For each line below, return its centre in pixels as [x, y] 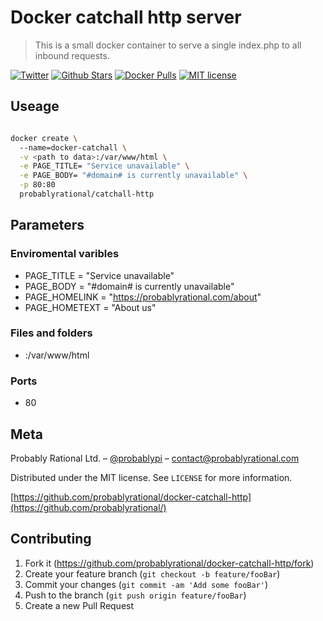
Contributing [51, 539]
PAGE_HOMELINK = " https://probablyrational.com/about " [143, 297]
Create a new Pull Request [79, 605]
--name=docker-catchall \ [73, 147]
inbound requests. [72, 55]
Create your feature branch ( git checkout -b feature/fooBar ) [152, 573]
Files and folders [51, 333]
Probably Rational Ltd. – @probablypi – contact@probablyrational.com [155, 458]
